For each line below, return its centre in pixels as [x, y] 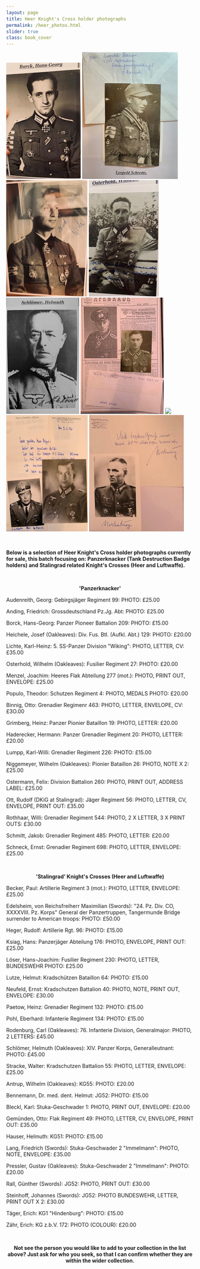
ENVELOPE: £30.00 [30, 996]
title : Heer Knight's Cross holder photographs [66, 19]
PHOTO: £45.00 [26, 1055]
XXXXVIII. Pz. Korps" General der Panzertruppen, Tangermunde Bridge [93, 912]
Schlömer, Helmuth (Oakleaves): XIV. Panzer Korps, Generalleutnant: [90, 1048]
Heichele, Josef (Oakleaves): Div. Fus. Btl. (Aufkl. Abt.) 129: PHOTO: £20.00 [99, 635]
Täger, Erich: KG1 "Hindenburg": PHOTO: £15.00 [65, 1214]
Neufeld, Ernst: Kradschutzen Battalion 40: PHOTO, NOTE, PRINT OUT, [93, 989]
